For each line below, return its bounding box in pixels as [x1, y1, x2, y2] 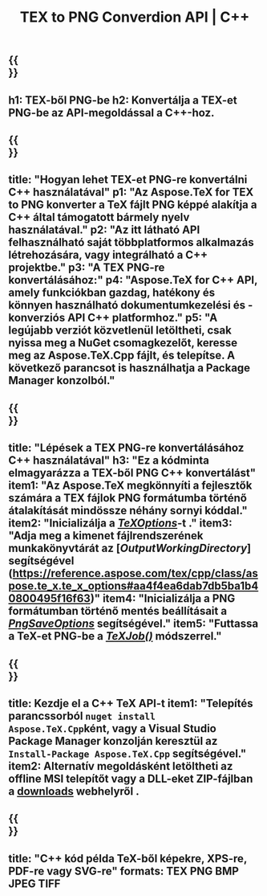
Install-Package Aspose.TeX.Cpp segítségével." [8, 747, 247, 760]
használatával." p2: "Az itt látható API [8, 223, 200, 237]
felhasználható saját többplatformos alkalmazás [8, 235, 254, 249]
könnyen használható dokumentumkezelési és [8, 298, 246, 313]
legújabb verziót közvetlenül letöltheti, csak [8, 324, 233, 338]
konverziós [8, 311, 66, 325]
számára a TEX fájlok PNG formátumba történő [8, 491, 247, 505]
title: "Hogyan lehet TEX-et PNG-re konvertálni [8, 173, 248, 186]
